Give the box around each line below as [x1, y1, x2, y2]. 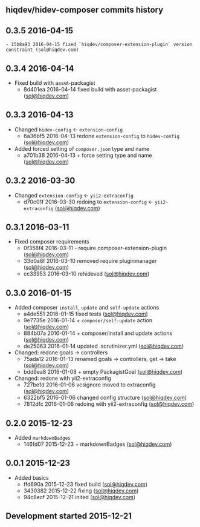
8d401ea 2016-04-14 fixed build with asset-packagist [23, 86, 157, 93]
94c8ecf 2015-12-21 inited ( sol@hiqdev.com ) [23, 493, 136, 500]
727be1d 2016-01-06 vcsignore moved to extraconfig [23, 381, 156, 388]
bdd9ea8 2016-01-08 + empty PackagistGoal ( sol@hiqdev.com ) [23, 368, 183, 376]
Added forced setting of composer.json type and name [14, 145, 150, 152]
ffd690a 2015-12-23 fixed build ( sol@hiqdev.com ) [23, 480, 147, 488]
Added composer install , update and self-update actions [14, 304, 160, 311]
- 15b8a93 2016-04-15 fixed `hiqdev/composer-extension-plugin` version [5, 42, 193, 48]
